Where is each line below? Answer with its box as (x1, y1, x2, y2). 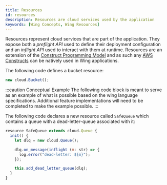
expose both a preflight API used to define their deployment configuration (5, 42, 161, 48)
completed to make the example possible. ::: (5, 103, 99, 109)
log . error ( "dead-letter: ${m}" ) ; (18, 152, 91, 157)
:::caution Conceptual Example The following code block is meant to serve (5, 87, 162, 93)
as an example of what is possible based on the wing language (5, 92, 138, 98)
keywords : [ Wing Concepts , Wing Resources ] (5, 22, 100, 27)
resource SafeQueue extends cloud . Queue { (5, 129, 97, 134)
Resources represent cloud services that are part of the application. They (5, 36, 160, 42)
